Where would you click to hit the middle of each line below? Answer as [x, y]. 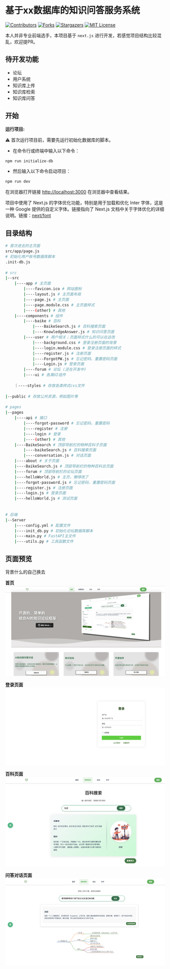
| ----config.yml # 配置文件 [43, 526]
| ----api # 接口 [31, 418]
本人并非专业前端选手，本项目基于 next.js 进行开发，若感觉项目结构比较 [81, 35]
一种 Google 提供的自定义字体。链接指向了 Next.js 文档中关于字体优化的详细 [85, 209]
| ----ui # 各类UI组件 [45, 375]
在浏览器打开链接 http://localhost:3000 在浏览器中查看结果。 [69, 192]
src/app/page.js [22, 251]
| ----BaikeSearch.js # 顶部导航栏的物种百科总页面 [64, 466]
